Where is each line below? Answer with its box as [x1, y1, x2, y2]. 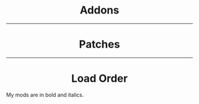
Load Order [71, 72, 128, 85]
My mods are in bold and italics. [6, 91, 84, 98]
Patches [79, 38, 120, 51]
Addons [79, 4, 120, 17]
